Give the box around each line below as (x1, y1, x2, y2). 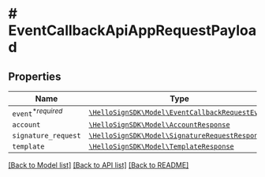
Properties (8, 70, 62, 83)
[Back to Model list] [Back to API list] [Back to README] (8, 160, 189, 170)
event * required (12, 107, 63, 119)
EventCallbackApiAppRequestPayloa (8, 21, 257, 40)
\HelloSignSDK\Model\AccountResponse (88, 120, 230, 130)
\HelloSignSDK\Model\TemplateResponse (88, 142, 234, 151)
